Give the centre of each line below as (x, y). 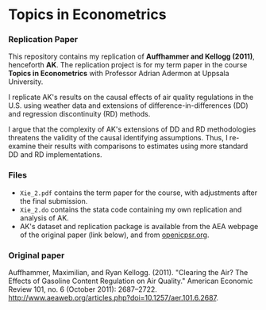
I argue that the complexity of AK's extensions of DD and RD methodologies (132, 129)
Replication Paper (43, 40)
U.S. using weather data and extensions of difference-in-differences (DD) (128, 105)
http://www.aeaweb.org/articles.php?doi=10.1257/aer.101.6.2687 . (114, 298)
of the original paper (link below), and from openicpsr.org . (114, 235)
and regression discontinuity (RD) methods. (79, 114)
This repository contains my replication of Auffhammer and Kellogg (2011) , (132, 56)
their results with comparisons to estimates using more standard (143, 146)
